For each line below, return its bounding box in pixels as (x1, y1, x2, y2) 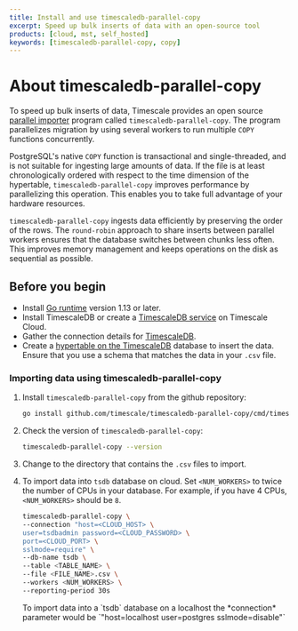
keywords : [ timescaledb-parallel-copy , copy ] (9, 37, 181, 47)
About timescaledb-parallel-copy (9, 76, 262, 96)
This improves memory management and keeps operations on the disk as (9, 244, 278, 254)
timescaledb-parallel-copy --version (21, 443, 163, 451)
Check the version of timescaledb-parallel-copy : (21, 426, 203, 436)
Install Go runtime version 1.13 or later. (21, 303, 162, 313)
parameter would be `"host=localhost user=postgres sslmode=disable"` (21, 611, 286, 622)
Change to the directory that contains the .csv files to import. (21, 459, 247, 469)
